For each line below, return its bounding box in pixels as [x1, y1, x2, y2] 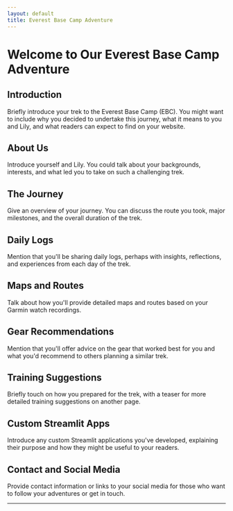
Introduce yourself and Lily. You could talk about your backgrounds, [7, 160, 201, 169]
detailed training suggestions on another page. [7, 397, 141, 406]
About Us [7, 142, 49, 153]
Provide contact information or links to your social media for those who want [7, 482, 225, 490]
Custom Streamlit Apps [7, 417, 110, 429]
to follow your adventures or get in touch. [7, 489, 126, 497]
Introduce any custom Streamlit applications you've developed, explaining [7, 436, 218, 444]
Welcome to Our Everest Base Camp [7, 47, 220, 62]
